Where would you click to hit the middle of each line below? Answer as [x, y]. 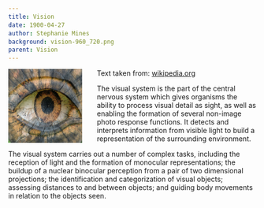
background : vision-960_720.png [61, 42]
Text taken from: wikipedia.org [146, 73]
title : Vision [32, 17]
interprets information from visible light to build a [176, 131]
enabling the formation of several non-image [169, 113]
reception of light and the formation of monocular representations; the [122, 162]
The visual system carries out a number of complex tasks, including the [124, 154]
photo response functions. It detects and [163, 122]
